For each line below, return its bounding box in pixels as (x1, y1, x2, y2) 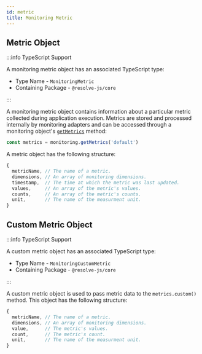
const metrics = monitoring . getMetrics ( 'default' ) (6, 140, 139, 146)
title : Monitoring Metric (6, 15, 72, 21)
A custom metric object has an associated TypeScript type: (6, 248, 157, 255)
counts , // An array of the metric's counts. (12, 191, 141, 197)
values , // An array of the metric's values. (12, 185, 141, 191)
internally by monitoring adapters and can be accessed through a (6, 121, 172, 128)
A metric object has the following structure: (6, 151, 116, 158)
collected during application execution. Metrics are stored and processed (6, 114, 192, 122)
